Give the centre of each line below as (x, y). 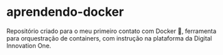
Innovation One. (29, 45)
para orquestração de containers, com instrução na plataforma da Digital (109, 38)
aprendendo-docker (65, 12)
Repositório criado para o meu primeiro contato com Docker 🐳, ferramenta (111, 31)
